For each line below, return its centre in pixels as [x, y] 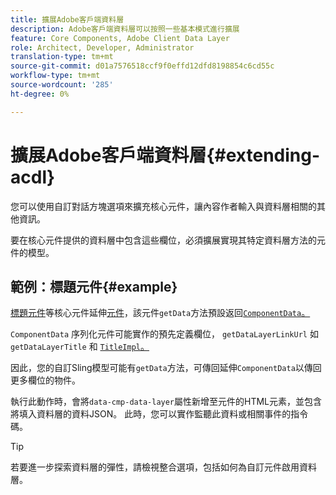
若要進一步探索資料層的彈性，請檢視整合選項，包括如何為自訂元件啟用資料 [163, 467]
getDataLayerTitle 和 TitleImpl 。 [80, 347]
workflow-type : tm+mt [55, 76]
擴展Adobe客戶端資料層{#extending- [165, 155]
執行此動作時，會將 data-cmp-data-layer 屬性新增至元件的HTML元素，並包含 [166, 402]
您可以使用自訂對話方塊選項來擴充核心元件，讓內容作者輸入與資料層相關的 [163, 206]
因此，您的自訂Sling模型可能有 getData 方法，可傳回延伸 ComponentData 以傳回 [166, 368]
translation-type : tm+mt [62, 57]
